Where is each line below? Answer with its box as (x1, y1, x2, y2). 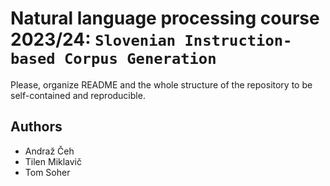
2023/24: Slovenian (10, 28, 177, 51)
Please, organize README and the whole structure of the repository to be (10, 78, 313, 91)
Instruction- (184, 32, 293, 51)
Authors (10, 118, 63, 136)
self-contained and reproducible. (10, 89, 146, 101)
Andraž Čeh (24, 145, 75, 157)
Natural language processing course (10, 7, 320, 30)
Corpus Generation (63, 50, 217, 69)
